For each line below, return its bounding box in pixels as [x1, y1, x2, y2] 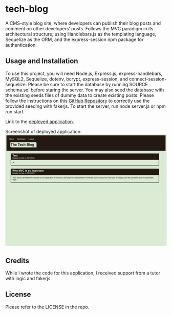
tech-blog [5, 3, 49, 15]
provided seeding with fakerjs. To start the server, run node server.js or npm [5, 103, 166, 109]
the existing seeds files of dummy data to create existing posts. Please [5, 92, 155, 98]
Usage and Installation [5, 57, 78, 66]
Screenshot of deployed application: [5, 128, 82, 134]
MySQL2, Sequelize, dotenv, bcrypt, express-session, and [5, 75, 128, 82]
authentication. [5, 42, 37, 48]
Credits [5, 256, 30, 265]
